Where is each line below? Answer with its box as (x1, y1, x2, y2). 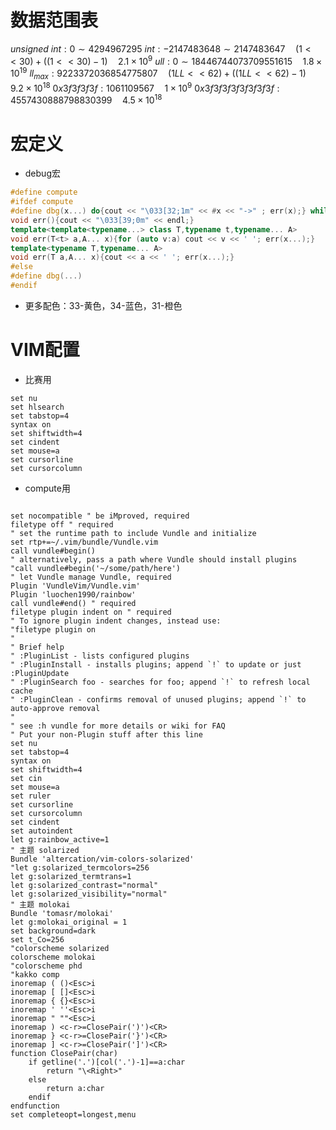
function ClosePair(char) (10, 1048, 118, 1058)
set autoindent (10, 826, 74, 836)
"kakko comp (10, 969, 60, 980)
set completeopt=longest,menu (10, 1109, 137, 1120)
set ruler (10, 791, 52, 801)
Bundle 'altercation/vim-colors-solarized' (10, 854, 195, 864)
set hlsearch (10, 402, 65, 412)
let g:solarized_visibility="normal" (10, 889, 168, 899)
